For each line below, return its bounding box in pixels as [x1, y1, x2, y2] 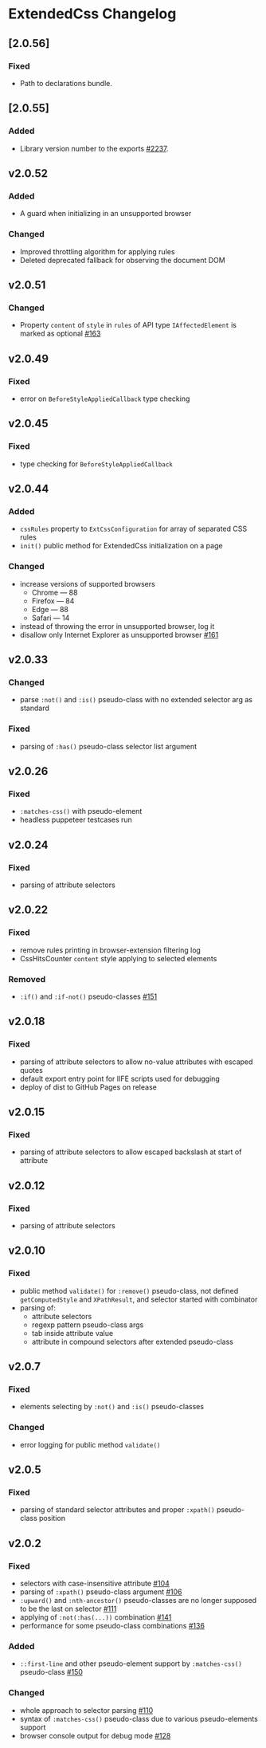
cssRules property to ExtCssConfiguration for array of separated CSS [19, 524, 248, 534]
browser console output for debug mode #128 [19, 1730, 171, 1740]
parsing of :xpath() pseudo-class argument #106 [19, 1587, 182, 1597]
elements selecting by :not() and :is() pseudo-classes [19, 1402, 205, 1412]
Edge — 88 [31, 604, 69, 614]
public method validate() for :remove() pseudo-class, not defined [19, 1286, 239, 1295]
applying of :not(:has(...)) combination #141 [19, 1612, 172, 1622]
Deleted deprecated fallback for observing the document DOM [19, 255, 225, 265]
